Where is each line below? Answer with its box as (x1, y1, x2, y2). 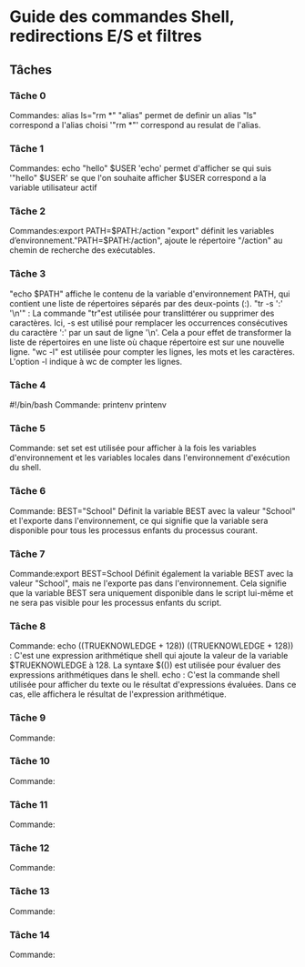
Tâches (9, 62, 53, 77)
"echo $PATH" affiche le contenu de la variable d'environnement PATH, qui (9, 288, 290, 299)
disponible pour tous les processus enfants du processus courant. (9, 525, 258, 536)
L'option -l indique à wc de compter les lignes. (9, 356, 183, 367)
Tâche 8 (9, 619, 46, 632)
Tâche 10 (9, 755, 50, 768)
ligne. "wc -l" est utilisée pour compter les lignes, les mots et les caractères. (9, 346, 296, 357)
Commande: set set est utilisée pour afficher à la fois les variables (9, 443, 257, 454)
